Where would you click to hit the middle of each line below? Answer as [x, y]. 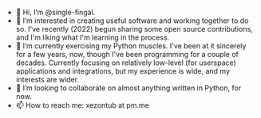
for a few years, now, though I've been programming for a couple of [127, 54]
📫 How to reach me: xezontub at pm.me [82, 105]
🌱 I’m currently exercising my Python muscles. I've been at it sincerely [131, 46]
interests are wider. [47, 80]
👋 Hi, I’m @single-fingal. [55, 12]
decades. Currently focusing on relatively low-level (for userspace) [126, 63]
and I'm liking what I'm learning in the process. [93, 37]
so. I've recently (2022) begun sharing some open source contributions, [134, 29]
